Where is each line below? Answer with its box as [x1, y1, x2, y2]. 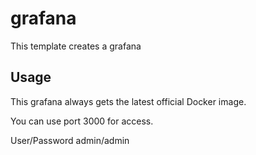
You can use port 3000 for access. [10, 115, 154, 127]
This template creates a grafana [10, 40, 142, 52]
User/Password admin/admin [10, 134, 130, 146]
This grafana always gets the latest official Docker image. [10, 95, 247, 107]
